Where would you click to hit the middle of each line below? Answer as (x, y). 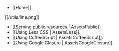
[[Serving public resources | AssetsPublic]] (56, 27)
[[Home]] (21, 7)
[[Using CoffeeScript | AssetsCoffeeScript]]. (57, 38)
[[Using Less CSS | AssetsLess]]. (46, 32)
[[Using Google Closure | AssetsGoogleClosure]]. (63, 43)
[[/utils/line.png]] (22, 17)
